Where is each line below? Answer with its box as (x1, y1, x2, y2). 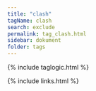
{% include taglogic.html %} (7, 63, 90, 71)
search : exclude (7, 23, 55, 31)
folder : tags (7, 43, 46, 50)
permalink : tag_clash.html (7, 30, 87, 38)
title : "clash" (7, 10, 52, 18)
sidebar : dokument (7, 37, 61, 44)
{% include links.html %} (7, 77, 79, 85)
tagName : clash (7, 17, 52, 24)
